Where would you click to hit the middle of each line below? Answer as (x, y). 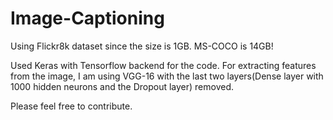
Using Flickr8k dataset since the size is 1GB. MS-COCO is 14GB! (142, 46)
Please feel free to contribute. (71, 106)
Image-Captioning (87, 18)
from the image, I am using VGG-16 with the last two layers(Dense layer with (167, 76)
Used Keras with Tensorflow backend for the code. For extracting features (163, 65)
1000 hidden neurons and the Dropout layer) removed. (122, 86)
